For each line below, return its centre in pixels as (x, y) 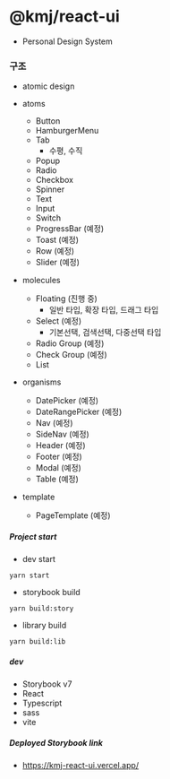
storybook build (51, 593)
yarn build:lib (38, 642)
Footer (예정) (59, 457)
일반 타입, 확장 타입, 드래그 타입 (104, 310)
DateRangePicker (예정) (79, 412)
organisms (42, 382)
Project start (33, 536)
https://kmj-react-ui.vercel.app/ (81, 766)
